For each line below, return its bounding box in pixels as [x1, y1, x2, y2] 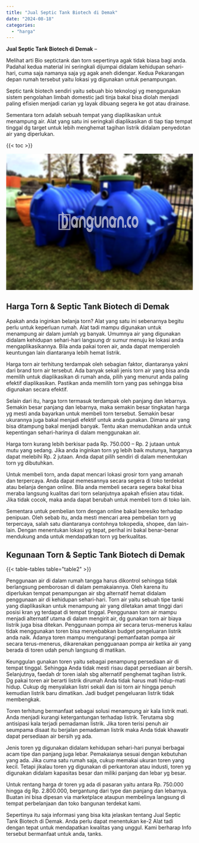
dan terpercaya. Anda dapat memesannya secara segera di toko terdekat [6, 477, 185, 484]
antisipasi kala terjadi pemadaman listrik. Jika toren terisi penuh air [6, 720, 169, 727]
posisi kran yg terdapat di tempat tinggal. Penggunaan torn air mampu [6, 609, 177, 616]
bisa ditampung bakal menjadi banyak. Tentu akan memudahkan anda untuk [6, 422, 192, 430]
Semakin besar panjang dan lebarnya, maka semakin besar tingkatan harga [6, 403, 190, 411]
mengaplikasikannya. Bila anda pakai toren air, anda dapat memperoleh [6, 342, 180, 350]
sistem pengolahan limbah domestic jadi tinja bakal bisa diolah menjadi [6, 94, 179, 101]
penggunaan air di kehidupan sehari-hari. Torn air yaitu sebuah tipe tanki [6, 596, 184, 603]
